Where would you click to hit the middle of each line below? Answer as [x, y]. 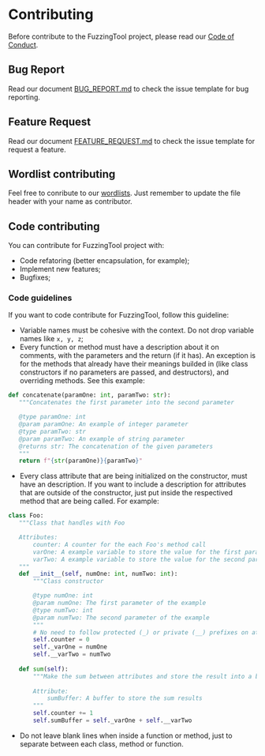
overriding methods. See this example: [82, 381]
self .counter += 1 [63, 713]
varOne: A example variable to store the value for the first [137, 552]
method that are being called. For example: [89, 501]
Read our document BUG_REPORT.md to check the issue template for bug [129, 88]
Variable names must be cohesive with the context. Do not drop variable [137, 330]
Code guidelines [40, 298]
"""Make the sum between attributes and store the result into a [142, 676]
